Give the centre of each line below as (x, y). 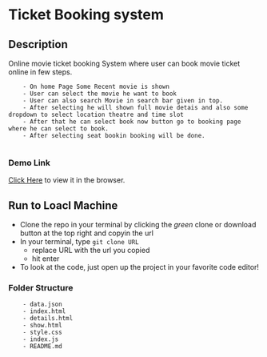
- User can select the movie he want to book (100, 94)
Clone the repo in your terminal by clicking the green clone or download (138, 225)
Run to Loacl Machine (63, 205)
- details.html (48, 319)
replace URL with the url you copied (91, 251)
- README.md (42, 347)
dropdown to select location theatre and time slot (96, 114)
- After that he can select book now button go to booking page (132, 122)
